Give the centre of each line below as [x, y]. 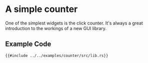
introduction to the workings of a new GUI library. [56, 28]
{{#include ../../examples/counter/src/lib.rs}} [57, 55]
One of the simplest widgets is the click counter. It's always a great [74, 23]
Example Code [28, 44]
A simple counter [41, 9]
